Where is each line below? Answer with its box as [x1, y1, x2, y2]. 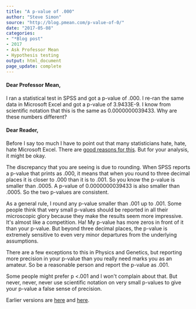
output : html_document [6, 58, 62, 63]
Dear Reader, [6, 127, 39, 134]
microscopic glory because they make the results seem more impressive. [6, 212, 183, 219]
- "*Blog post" [6, 36, 43, 42]
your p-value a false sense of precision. [6, 285, 102, 292]
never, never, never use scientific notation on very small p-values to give [6, 278, 182, 286]
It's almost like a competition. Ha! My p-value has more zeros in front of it [6, 219, 184, 226]
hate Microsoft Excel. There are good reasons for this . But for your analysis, [6, 146, 189, 153]
